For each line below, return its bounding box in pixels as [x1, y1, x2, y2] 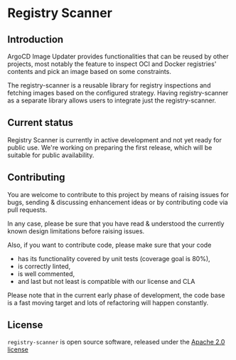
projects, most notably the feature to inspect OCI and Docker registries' [7, 60, 217, 68]
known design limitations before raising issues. [7, 226, 145, 235]
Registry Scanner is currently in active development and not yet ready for [7, 135, 222, 144]
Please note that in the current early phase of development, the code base [7, 290, 225, 300]
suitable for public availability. [7, 151, 95, 159]
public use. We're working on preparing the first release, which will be [7, 143, 213, 152]
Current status [7, 117, 73, 129]
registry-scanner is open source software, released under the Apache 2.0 [7, 338, 225, 346]
